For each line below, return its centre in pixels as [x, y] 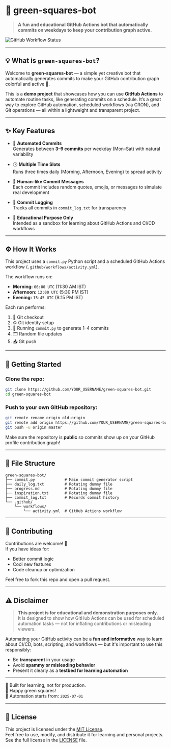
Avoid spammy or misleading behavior [54, 665]
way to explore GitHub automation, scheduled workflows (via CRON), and [82, 105]
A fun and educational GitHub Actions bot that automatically [83, 25]
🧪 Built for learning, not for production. [46, 685]
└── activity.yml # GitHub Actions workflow [73, 511]
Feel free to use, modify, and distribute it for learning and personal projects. [84, 734]
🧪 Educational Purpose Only [43, 218]
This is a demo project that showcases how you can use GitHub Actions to [84, 93]
